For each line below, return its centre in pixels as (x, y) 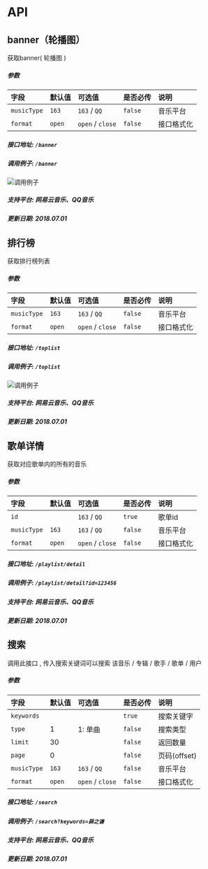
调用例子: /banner (32, 163)
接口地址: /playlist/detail (46, 564)
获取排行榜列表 (29, 261)
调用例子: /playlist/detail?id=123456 (62, 583)
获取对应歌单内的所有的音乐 (47, 464)
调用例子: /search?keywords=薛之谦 (56, 821)
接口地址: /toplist (34, 347)
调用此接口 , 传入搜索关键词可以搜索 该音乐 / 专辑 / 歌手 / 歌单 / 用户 (105, 663)
